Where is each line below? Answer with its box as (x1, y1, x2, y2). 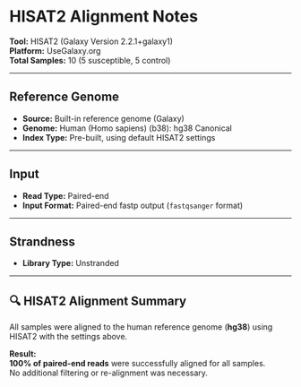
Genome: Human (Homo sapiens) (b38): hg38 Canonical (21, 123, 233, 133)
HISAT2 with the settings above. (9, 331, 128, 342)
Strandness (9, 234, 76, 249)
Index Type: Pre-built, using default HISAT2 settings (21, 132, 216, 142)
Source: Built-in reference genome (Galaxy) (21, 113, 185, 124)
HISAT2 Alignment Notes (9, 6, 199, 27)
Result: (9, 348, 37, 359)
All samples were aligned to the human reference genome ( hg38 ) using (9, 322, 273, 332)
